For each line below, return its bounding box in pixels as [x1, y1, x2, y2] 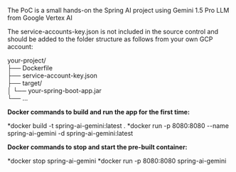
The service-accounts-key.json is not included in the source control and [7, 28, 219, 36]
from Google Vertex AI [7, 14, 73, 22]
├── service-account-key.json [7, 71, 98, 80]
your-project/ [7, 56, 46, 65]
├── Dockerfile [7, 64, 53, 72]
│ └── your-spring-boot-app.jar [7, 87, 102, 95]
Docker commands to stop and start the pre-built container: [7, 143, 188, 151]
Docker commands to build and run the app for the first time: [7, 108, 191, 116]
